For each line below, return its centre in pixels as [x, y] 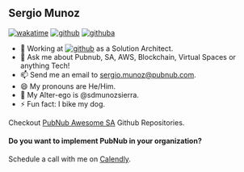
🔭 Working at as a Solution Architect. [97, 48]
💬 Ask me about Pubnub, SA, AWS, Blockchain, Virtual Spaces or [128, 57]
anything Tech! [45, 65]
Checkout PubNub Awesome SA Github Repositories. [97, 122]
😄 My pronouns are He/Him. [68, 86]
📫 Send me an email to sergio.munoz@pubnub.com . [108, 74]
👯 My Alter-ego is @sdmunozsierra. [80, 94]
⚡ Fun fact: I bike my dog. [63, 103]
